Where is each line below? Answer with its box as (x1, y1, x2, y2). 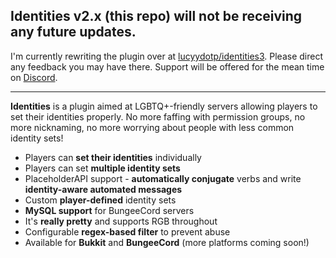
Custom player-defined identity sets (24, 194, 177, 206)
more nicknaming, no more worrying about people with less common (10, 121, 295, 133)
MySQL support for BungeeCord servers (24, 204, 195, 216)
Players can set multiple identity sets (24, 162, 181, 174)
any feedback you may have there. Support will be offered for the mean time (10, 60, 325, 73)
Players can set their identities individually (24, 151, 202, 163)
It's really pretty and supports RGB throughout (24, 215, 218, 227)
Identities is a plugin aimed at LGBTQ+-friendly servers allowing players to (10, 100, 318, 112)
